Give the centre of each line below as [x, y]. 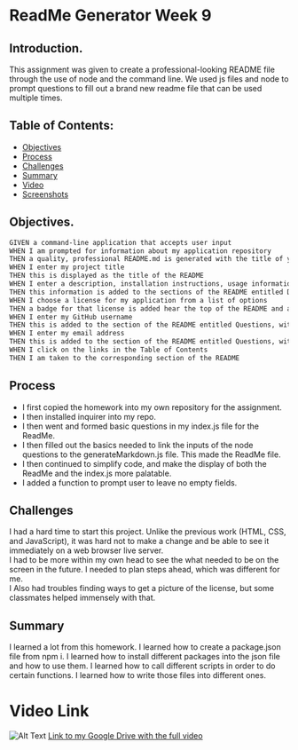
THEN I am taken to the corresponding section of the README [125, 358]
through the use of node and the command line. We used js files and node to [149, 79]
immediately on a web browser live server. [86, 550]
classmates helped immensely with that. [82, 598]
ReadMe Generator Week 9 [110, 16]
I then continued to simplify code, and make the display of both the [145, 463]
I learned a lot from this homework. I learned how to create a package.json [145, 647]
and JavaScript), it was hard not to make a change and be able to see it [139, 541]
